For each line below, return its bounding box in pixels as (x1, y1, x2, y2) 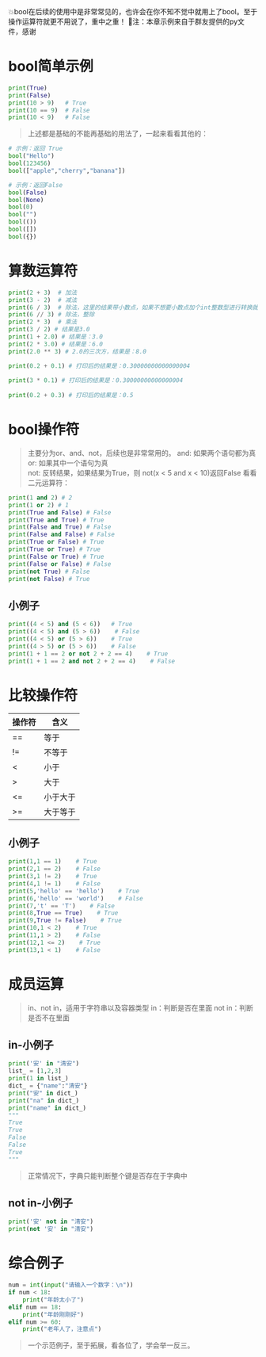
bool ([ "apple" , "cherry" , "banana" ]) (8, 166, 126, 174)
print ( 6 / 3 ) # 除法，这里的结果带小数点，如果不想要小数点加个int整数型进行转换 (8, 304, 253, 312)
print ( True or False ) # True (8, 538, 104, 546)
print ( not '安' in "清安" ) (8, 1225, 93, 1233)
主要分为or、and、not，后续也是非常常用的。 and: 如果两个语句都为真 (27, 448, 256, 457)
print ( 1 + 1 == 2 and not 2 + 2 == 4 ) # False (8, 657, 176, 665)
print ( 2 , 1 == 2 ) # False (8, 865, 101, 873)
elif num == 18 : (8, 1303, 62, 1311)
